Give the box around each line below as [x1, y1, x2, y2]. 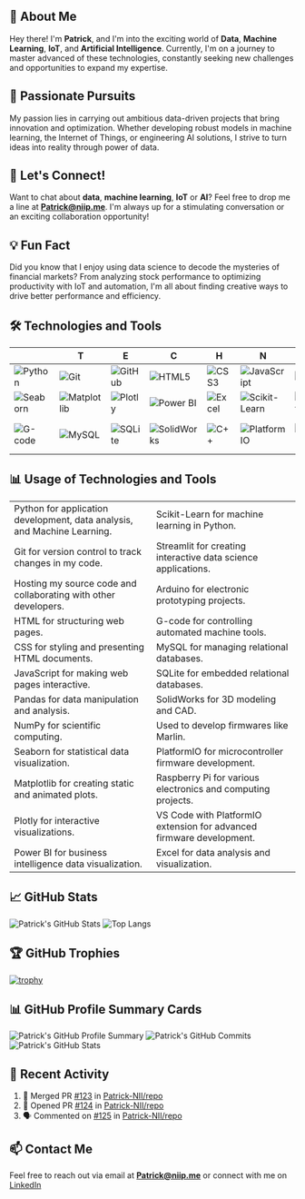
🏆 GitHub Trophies [9, 946, 121, 961]
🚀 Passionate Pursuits [9, 88, 136, 104]
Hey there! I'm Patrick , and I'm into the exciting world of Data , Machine [9, 33, 278, 44]
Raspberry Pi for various [155, 771, 261, 784]
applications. [155, 562, 212, 575]
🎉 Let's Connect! [9, 168, 106, 183]
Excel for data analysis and [155, 846, 271, 858]
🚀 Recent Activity [9, 1066, 110, 1082]
